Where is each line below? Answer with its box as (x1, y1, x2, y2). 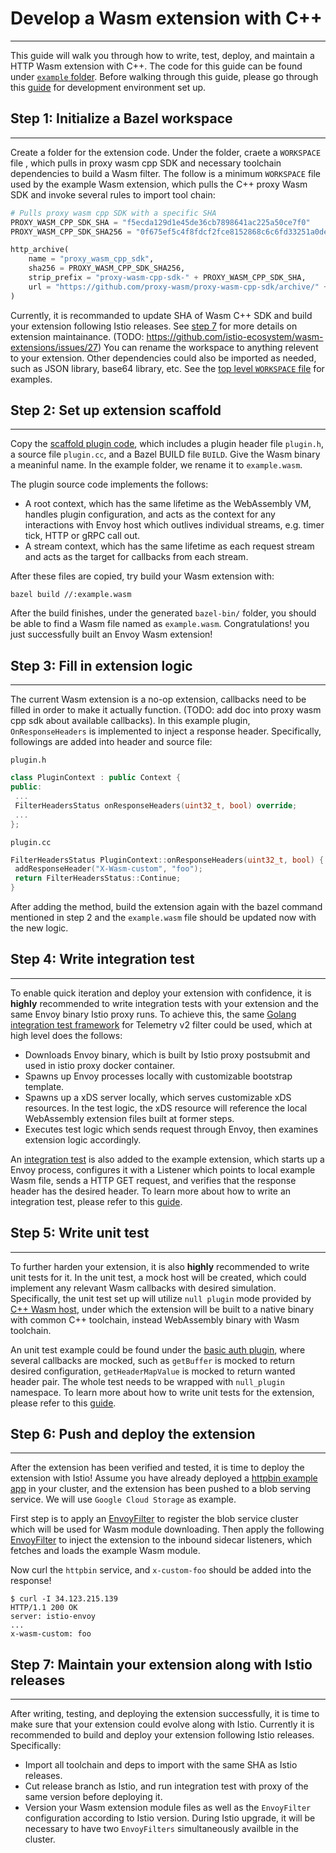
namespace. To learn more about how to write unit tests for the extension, (10, 1386, 315, 1398)
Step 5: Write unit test (10, 1225, 150, 1242)
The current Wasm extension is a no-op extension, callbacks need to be (10, 693, 307, 706)
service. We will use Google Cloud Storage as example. (10, 1493, 237, 1506)
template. (24, 1080, 65, 1092)
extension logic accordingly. (24, 1133, 142, 1146)
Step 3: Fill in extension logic (10, 657, 193, 674)
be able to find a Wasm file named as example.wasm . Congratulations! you (10, 618, 310, 630)
